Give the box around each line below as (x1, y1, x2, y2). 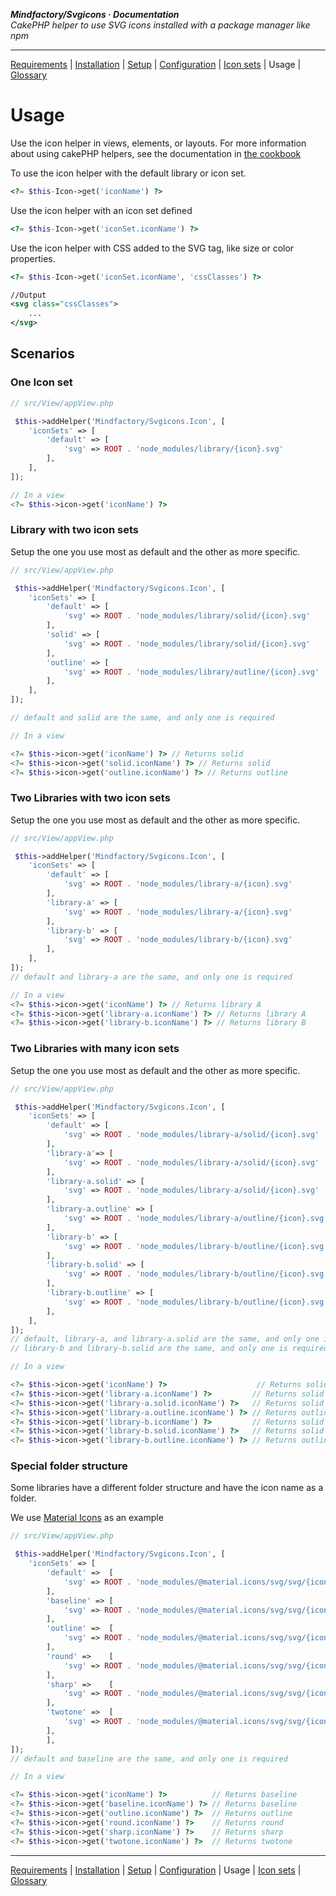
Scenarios (10, 345, 75, 363)
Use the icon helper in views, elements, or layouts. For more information (10, 137, 307, 149)
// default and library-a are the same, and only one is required (10, 972, 293, 982)
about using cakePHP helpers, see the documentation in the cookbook (10, 147, 302, 159)
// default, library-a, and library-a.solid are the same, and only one (10, 1334, 320, 1344)
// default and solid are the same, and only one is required (10, 713, 275, 723)
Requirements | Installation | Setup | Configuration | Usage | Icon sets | (10, 1864, 302, 1876)
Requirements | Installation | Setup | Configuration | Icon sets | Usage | (10, 59, 302, 70)
